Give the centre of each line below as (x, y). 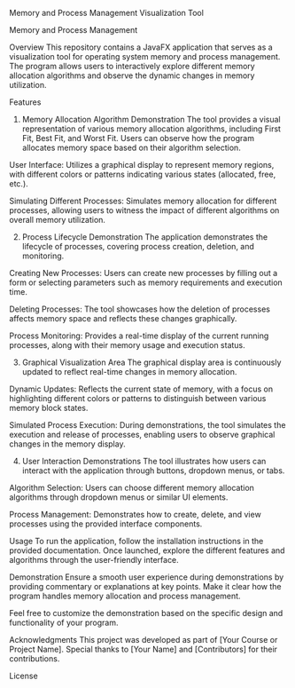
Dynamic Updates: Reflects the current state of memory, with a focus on (141, 389)
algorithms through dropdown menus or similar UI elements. (119, 497)
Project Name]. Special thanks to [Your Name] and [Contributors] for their (143, 649)
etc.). (19, 184)
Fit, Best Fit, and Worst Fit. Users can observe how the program (138, 138)
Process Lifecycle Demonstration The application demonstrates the (145, 237)
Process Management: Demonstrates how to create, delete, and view (135, 514)
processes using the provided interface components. (106, 524)
